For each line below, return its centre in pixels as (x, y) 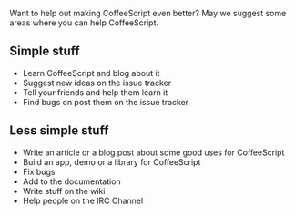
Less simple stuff (59, 131)
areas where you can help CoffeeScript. (84, 23)
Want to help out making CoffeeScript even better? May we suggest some (148, 13)
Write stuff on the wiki (64, 191)
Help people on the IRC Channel (83, 200)
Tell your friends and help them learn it (95, 92)
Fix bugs (39, 171)
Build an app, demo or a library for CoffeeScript (112, 161)
